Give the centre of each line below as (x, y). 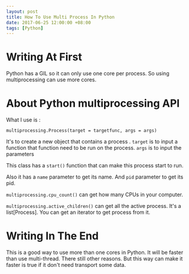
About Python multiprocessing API (93, 103)
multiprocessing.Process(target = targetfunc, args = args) (82, 131)
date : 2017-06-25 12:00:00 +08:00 (49, 22)
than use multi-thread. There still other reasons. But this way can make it (94, 259)
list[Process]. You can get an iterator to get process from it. (78, 212)
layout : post (22, 11)
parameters (20, 154)
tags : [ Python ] (25, 28)
